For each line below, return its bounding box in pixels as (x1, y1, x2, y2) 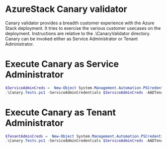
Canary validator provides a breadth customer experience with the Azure (5, 20, 155, 26)
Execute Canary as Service (5, 59, 119, 70)
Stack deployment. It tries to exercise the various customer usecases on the (5, 25, 161, 31)
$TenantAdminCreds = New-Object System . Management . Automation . (5, 134, 141, 139)
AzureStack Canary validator (5, 3, 128, 15)
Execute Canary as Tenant (5, 107, 116, 118)
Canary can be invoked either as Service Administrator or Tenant (5, 36, 138, 42)
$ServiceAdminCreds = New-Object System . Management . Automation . (5, 85, 143, 90)
